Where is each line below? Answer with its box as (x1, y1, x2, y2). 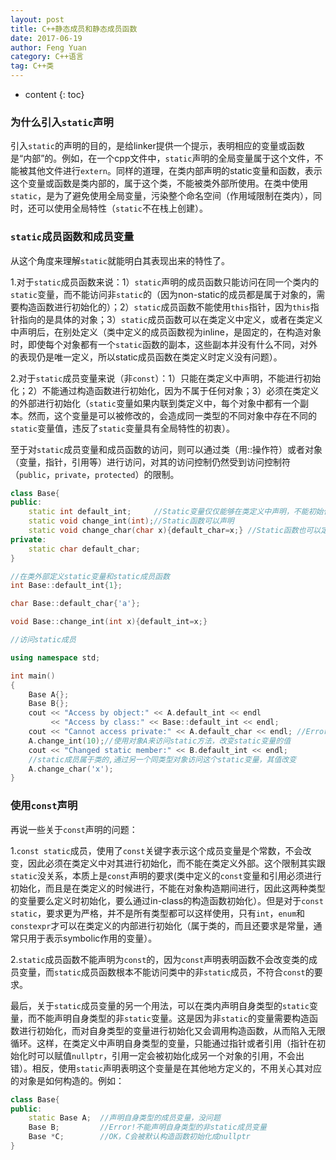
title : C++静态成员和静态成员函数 (10, 24, 138, 34)
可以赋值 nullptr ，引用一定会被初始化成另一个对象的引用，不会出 (36, 1049, 305, 1061)
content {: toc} (24, 89, 85, 100)
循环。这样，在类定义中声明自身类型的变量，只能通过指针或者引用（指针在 (10, 1037, 317, 1049)
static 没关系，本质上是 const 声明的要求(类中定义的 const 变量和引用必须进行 (10, 869, 322, 881)
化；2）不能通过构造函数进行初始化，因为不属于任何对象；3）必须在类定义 (10, 384, 320, 396)
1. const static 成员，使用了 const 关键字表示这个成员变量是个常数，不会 (10, 844, 303, 856)
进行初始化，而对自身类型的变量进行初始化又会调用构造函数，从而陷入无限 (18, 1024, 326, 1036)
